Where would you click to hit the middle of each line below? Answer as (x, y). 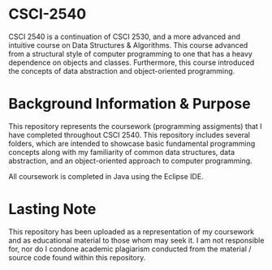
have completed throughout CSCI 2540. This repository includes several (129, 135)
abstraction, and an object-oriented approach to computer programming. (131, 161)
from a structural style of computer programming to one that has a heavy (131, 54)
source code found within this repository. (77, 257)
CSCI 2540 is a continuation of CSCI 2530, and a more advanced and (125, 36)
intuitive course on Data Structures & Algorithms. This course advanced (128, 45)
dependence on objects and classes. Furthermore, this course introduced (132, 62)
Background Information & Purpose (130, 104)
